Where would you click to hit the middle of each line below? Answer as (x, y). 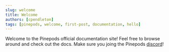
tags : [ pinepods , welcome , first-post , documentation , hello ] (73, 24)
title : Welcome (22, 15)
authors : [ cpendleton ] (29, 19)
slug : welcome (20, 10)
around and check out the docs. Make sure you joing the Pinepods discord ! (84, 44)
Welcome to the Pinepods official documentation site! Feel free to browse (83, 39)
